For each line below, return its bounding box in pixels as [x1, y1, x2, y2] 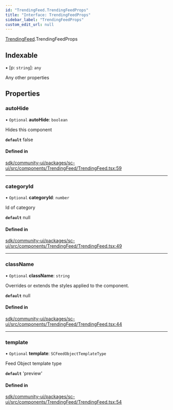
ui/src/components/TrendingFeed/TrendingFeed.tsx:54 [5, 399, 122, 405]
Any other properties [5, 75, 49, 81]
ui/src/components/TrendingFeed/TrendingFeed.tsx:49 [5, 243, 122, 249]
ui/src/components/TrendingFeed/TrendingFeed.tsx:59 [5, 165, 122, 171]
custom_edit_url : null [5, 22, 54, 27]
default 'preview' [5, 370, 43, 377]
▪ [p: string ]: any [5, 65, 41, 71]
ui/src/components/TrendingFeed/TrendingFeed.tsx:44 [5, 321, 123, 327]
